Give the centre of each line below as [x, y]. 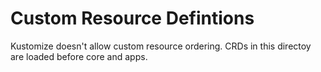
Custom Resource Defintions [132, 18]
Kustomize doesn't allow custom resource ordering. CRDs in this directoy [161, 46]
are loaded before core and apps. [79, 56]
